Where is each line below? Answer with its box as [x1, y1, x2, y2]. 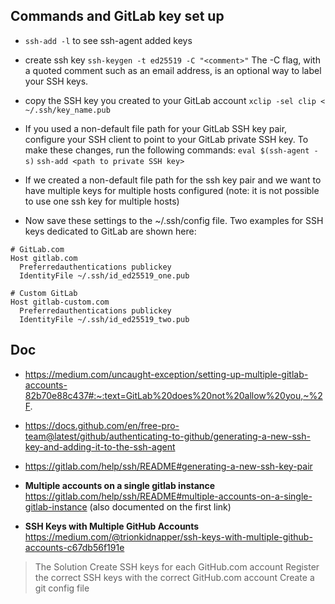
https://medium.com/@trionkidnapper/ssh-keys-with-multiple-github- [24, 530, 313, 543]
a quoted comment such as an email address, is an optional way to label [24, 64, 322, 76]
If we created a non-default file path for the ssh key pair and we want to [24, 174, 322, 186]
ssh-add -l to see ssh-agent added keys [24, 34, 193, 46]
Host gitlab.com [10, 253, 78, 263]
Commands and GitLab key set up [10, 8, 225, 25]
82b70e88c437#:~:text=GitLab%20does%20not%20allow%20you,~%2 [24, 389, 323, 401]
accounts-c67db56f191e [24, 541, 125, 553]
